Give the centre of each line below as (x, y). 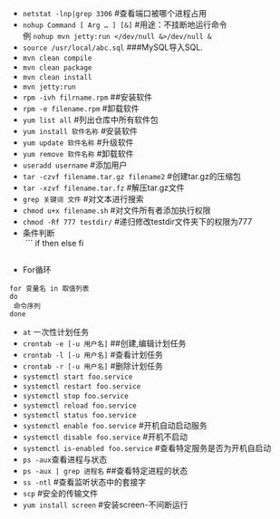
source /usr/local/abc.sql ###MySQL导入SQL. (113, 47)
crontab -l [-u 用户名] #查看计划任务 (92, 355)
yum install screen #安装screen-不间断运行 (105, 505)
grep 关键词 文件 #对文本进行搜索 (83, 199)
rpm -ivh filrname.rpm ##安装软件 (87, 97)
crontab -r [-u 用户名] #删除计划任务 (92, 366)
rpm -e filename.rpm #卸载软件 (81, 108)
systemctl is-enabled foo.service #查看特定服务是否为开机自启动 (147, 448)
